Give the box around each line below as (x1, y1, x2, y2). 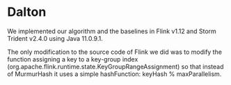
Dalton (7, 4, 47, 20)
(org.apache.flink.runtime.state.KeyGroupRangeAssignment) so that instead (7, 62, 224, 70)
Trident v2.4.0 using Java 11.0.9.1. (7, 34, 103, 42)
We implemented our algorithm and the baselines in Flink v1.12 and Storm (7, 27, 217, 35)
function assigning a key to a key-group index (7, 55, 138, 63)
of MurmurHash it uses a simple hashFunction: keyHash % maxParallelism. (7, 70, 222, 78)
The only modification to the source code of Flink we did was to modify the (7, 48, 223, 56)
